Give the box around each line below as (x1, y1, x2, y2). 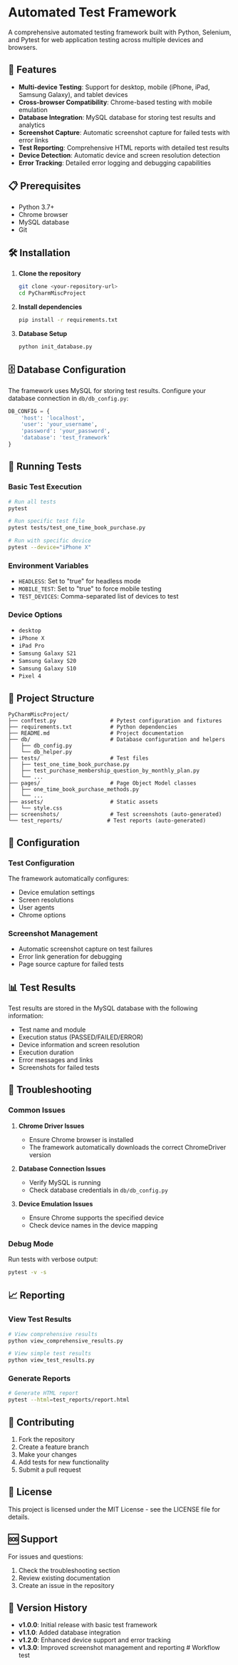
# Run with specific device (8, 537, 92, 544)
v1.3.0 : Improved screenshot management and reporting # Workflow (18, 1644, 220, 1652)
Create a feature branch (18, 1442, 89, 1451)
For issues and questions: (8, 1552, 84, 1561)
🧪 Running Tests (8, 461, 82, 473)
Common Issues (8, 1105, 66, 1115)
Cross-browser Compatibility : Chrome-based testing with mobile (18, 98, 212, 106)
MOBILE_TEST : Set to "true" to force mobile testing (18, 584, 162, 593)
